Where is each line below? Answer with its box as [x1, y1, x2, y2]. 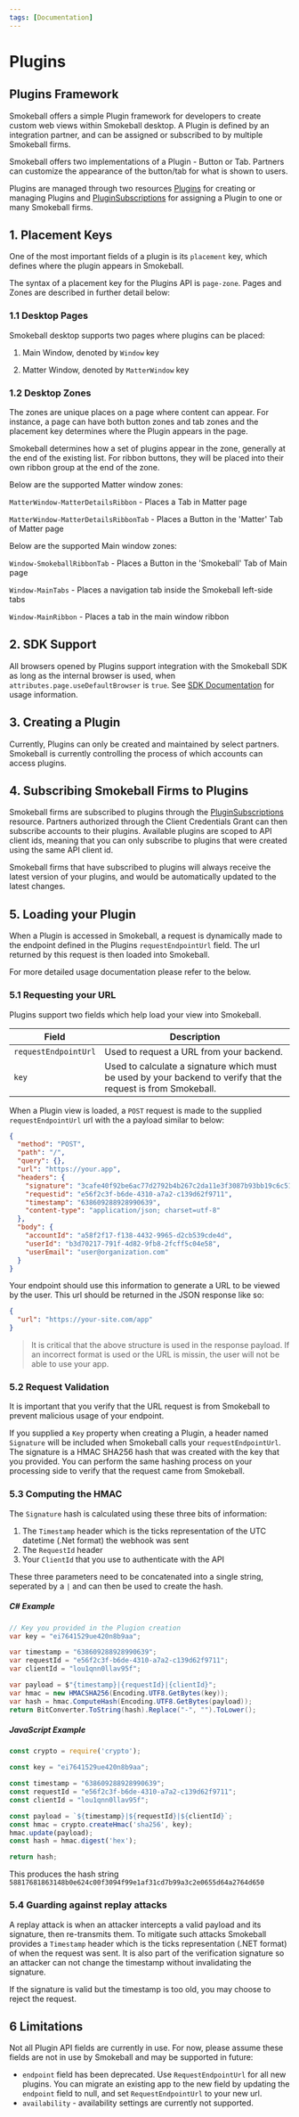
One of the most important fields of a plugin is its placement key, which [9, 251, 268, 262]
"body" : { [17, 1222, 53, 1232]
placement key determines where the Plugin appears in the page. [9, 426, 248, 437]
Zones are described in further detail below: [9, 287, 171, 298]
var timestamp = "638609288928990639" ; [9, 1647, 158, 1657]
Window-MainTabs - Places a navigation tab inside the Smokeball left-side [9, 584, 273, 595]
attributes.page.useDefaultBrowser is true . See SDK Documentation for [9, 679, 275, 691]
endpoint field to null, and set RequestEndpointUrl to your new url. [21, 2088, 263, 2099]
